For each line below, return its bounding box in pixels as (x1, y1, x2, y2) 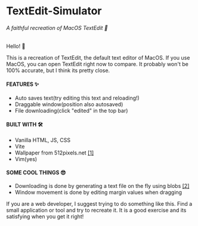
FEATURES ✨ (6, 81, 39, 88)
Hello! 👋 (6, 43, 26, 50)
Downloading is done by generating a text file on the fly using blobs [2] (14, 182, 190, 189)
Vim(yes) (14, 155, 38, 162)
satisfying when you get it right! (6, 213, 84, 220)
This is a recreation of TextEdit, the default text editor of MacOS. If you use (6, 54, 190, 61)
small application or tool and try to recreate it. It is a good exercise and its (6, 207, 187, 213)
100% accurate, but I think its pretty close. (6, 67, 110, 74)
